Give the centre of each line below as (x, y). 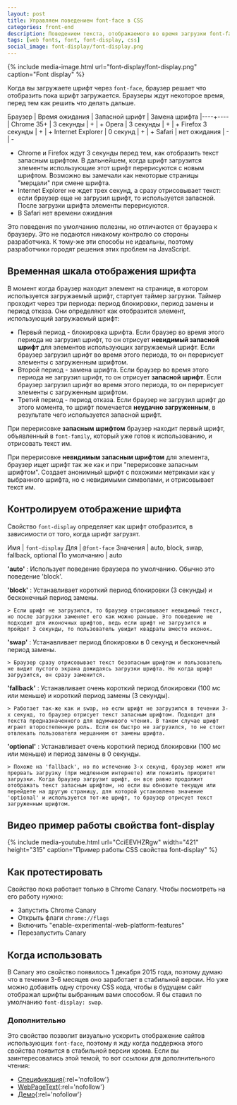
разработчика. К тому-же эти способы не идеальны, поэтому (101, 242)
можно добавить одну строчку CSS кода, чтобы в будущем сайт (105, 987)
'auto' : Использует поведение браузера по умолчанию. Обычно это (111, 569)
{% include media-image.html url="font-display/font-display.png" (102, 67)
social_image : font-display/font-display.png (75, 47)
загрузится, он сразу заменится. (56, 675)
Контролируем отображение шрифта (95, 509)
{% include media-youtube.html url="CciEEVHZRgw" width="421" (103, 842)
